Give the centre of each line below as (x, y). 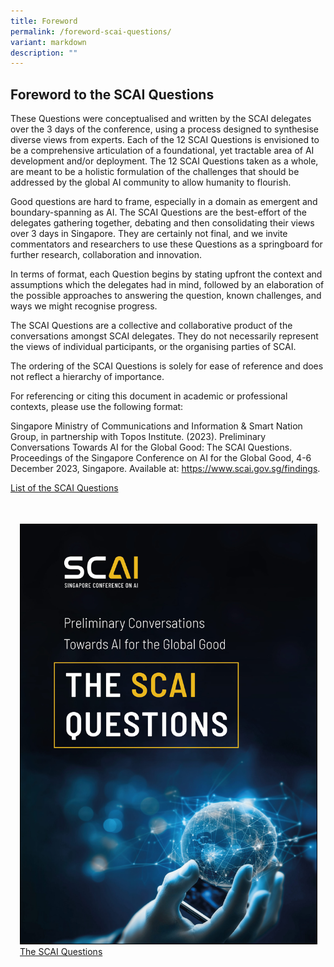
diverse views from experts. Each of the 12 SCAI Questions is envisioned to (165, 140)
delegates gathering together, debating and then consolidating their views (162, 223)
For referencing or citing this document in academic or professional (149, 396)
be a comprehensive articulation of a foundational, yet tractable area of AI (162, 151)
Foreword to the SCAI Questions (112, 94)
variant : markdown (48, 42)
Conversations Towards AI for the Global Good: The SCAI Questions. (151, 447)
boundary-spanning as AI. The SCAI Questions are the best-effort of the (158, 212)
